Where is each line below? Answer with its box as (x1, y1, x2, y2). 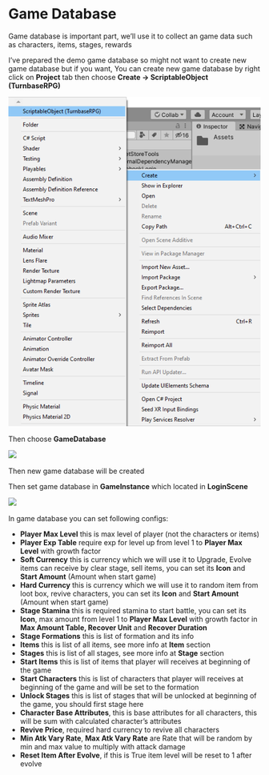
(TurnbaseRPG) (8, 81, 62, 90)
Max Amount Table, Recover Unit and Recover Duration (19, 623, 208, 632)
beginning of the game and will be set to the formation (19, 682, 199, 693)
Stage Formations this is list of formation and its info (19, 632, 195, 641)
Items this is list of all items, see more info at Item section (19, 640, 211, 649)
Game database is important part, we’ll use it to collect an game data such (8, 31, 253, 41)
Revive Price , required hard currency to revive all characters (19, 725, 220, 735)
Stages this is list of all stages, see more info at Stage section (19, 649, 224, 658)
